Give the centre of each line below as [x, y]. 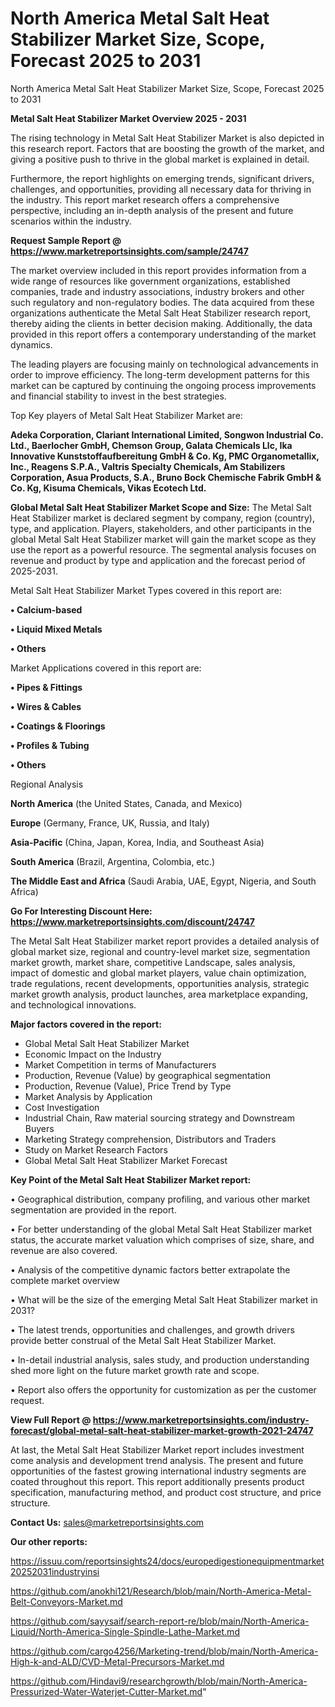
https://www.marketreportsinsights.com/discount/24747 [132, 921]
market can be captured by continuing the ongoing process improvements [163, 385]
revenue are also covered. [64, 1250]
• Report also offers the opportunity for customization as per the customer [163, 1389]
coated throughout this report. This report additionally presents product [157, 1481]
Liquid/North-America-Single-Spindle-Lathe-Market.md [125, 1631]
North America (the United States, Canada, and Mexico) [126, 803]
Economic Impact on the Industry [93, 1054]
